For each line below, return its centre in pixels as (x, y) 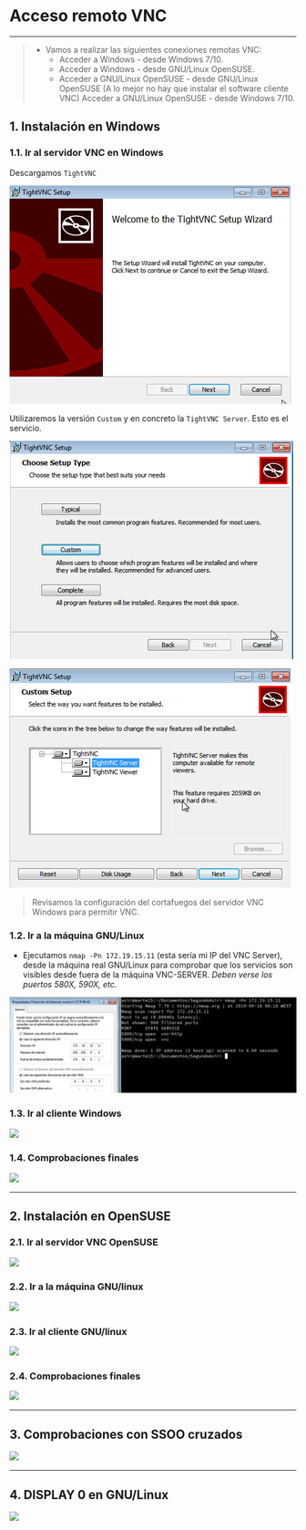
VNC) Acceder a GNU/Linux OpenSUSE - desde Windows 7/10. (177, 98)
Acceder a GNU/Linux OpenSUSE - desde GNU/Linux (158, 78)
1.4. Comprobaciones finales (74, 1158)
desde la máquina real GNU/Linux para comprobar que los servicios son (158, 965)
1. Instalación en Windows (85, 127)
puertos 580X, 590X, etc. (70, 984)
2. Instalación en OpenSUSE (90, 1217)
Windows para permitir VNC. (85, 912)
